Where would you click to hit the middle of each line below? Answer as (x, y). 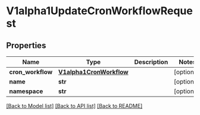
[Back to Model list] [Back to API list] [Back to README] (74, 106)
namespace (26, 91)
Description (151, 62)
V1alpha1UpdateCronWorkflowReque (100, 11)
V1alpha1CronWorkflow (94, 72)
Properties (26, 45)
